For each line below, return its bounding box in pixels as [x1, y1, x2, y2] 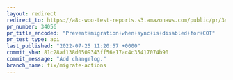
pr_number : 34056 [6, 23, 57, 30]
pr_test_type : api [6, 36, 60, 43]
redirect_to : [6, 17, 45, 24]
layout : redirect [6, 10, 57, 17]
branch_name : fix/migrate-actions [6, 62, 107, 69]
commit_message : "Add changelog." [6, 56, 107, 63]
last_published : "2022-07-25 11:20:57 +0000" [6, 42, 140, 49]
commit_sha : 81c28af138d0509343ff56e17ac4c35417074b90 [6, 49, 169, 56]
